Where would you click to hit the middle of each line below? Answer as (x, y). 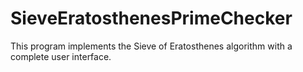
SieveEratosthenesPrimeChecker (151, 18)
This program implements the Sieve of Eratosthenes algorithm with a (151, 46)
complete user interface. (61, 56)
